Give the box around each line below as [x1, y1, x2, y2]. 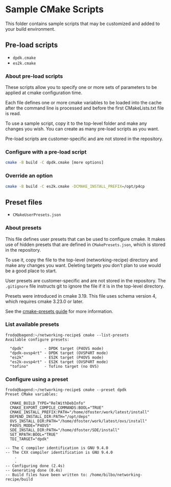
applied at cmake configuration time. [5, 90, 83, 96]
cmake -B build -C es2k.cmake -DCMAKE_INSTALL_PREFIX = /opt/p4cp [5, 184, 145, 189]
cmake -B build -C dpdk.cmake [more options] [5, 160, 104, 165]
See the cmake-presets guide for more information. [5, 308, 113, 314]
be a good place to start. [5, 268, 57, 274]
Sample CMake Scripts [5, 4, 104, 15]
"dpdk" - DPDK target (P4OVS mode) [10, 346, 104, 351]
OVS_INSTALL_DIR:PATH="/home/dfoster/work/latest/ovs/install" [10, 418, 147, 424]
